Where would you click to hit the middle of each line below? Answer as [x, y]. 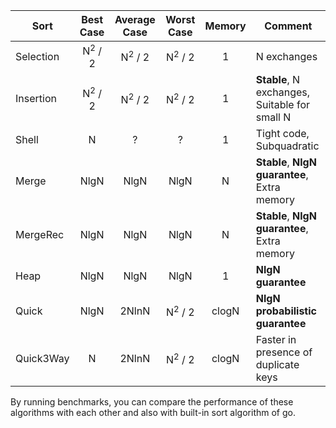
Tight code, [282, 134]
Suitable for [283, 105]
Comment [288, 26]
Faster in [276, 340]
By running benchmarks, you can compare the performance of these [152, 402]
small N [273, 117]
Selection [37, 56]
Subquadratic [287, 146]
